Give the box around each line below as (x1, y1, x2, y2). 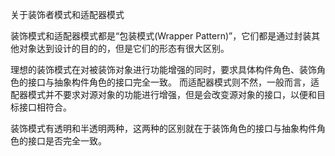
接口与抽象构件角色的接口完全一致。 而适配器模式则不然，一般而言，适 (27, 76, 320, 88)
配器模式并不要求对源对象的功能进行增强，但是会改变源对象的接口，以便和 (10, 89, 317, 100)
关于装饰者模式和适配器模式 (10, 9, 125, 20)
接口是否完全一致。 (27, 135, 107, 147)
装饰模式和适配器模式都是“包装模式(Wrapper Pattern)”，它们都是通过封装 (10, 30, 312, 42)
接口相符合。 (18, 101, 72, 113)
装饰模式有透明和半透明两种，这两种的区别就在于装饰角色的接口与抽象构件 (10, 123, 317, 134)
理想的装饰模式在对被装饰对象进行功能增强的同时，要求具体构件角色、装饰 (10, 64, 317, 75)
